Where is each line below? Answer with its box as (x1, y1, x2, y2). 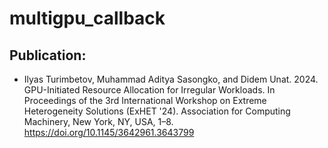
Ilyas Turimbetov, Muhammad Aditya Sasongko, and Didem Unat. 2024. (23, 73, 319, 85)
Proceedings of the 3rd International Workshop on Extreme (23, 95, 267, 106)
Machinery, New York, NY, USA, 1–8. (23, 116, 174, 127)
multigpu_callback (9, 7, 166, 30)
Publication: (9, 47, 87, 64)
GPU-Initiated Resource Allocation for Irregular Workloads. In (23, 84, 276, 96)
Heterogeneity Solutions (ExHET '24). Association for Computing (23, 105, 291, 117)
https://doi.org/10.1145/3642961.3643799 (23, 127, 195, 138)
